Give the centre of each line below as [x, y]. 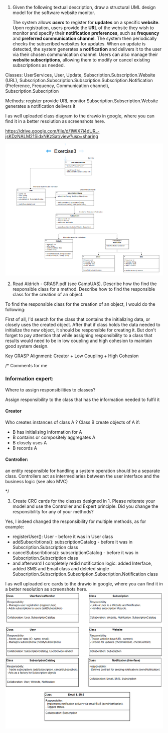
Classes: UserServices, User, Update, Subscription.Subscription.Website [80, 75]
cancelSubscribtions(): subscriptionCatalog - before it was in [75, 552]
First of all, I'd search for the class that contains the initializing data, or [78, 319]
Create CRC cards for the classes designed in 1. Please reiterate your [84, 501]
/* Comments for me [26, 366]
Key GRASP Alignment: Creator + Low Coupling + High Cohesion [72, 356]
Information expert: [30, 379]
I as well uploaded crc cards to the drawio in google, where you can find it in [84, 583]
